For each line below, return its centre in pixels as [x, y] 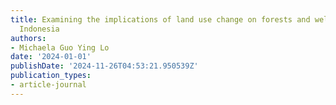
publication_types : [51, 76]
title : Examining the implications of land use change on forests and [160, 19]
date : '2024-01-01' [51, 57]
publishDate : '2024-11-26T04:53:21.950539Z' [104, 66]
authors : [28, 38]
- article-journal [48, 85]
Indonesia [39, 29]
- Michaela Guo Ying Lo [60, 47]
